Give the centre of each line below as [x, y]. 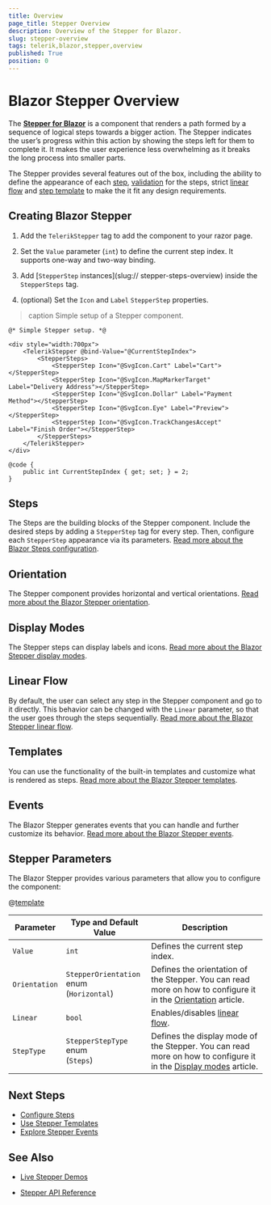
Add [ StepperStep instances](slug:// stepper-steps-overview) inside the [139, 275]
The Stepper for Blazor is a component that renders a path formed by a [127, 123]
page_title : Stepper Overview [59, 23]
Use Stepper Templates [59, 1123]
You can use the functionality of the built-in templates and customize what [132, 771]
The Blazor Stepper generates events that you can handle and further [124, 825]
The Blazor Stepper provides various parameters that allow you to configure [134, 878]
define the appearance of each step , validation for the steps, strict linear [129, 182]
